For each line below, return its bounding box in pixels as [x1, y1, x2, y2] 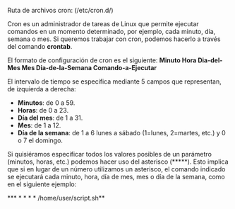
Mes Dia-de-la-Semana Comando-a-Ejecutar [21, 64, 157, 72]
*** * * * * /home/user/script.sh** [7, 194, 105, 202]
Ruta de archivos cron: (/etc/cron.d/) [7, 6, 114, 14]
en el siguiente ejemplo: [7, 180, 77, 188]
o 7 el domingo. [17, 136, 64, 145]
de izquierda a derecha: [7, 85, 76, 93]
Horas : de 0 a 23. [17, 106, 69, 114]
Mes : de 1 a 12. [17, 121, 61, 130]
